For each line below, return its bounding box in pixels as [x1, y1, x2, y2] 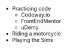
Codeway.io [20, 11, 50, 18]
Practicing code [11, 5, 51, 12]
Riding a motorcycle [11, 30, 62, 37]
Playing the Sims [11, 37, 53, 43]
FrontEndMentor [20, 18, 62, 24]
